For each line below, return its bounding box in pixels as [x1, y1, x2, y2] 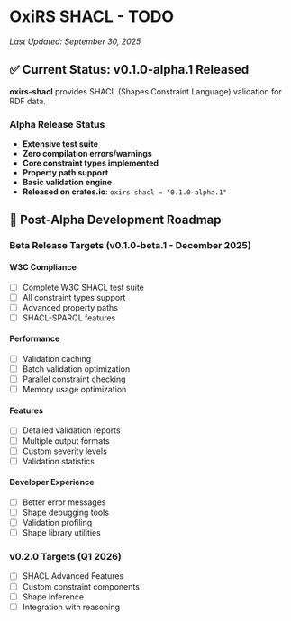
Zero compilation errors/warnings [22, 148, 153, 159]
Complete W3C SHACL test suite [22, 282, 144, 292]
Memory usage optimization [22, 384, 127, 395]
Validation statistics [22, 455, 95, 466]
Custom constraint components [22, 580, 140, 591]
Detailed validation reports [22, 425, 121, 436]
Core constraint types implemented [22, 157, 159, 168]
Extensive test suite [22, 139, 99, 149]
